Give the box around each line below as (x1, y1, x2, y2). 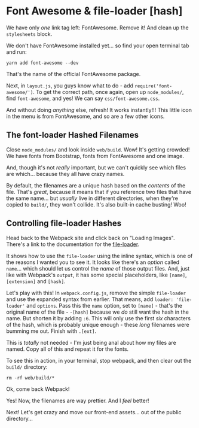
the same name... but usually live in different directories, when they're (6, 195, 178, 202)
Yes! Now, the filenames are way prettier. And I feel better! (6, 397, 149, 404)
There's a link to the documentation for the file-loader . (6, 241, 140, 248)
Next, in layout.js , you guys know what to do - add (6, 82, 133, 89)
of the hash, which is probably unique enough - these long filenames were (6, 321, 189, 328)
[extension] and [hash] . (6, 277, 66, 285)
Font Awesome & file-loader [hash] (6, 4, 183, 18)
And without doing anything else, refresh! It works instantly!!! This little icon (6, 106, 192, 113)
